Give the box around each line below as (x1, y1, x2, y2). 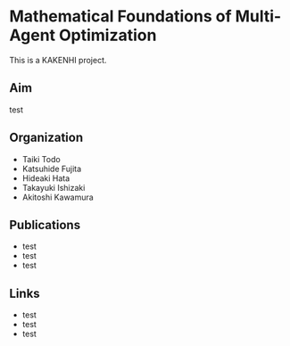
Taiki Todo (21, 153, 61, 164)
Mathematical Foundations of (9, 6, 232, 27)
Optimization (58, 25, 157, 45)
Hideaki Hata (21, 172, 70, 184)
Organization (9, 130, 83, 145)
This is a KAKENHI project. (9, 54, 107, 65)
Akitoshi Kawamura (21, 192, 94, 202)
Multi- (235, 6, 282, 27)
